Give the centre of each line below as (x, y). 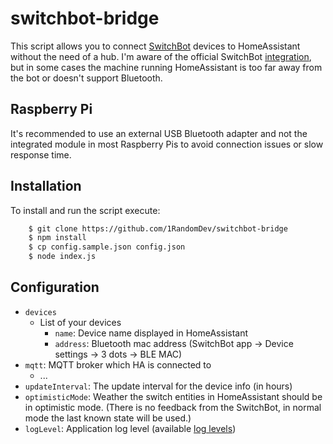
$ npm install (57, 238)
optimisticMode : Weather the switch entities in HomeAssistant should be (173, 396)
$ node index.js (62, 257)
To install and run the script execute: (85, 210)
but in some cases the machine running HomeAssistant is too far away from (166, 67)
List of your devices (80, 322)
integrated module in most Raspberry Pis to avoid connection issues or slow (167, 144)
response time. (41, 154)
